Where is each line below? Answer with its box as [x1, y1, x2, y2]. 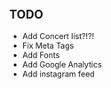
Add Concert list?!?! [21, 30, 95, 41]
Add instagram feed [21, 68, 95, 79]
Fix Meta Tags [21, 40, 75, 51]
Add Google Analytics [21, 59, 102, 69]
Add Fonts [21, 49, 60, 60]
